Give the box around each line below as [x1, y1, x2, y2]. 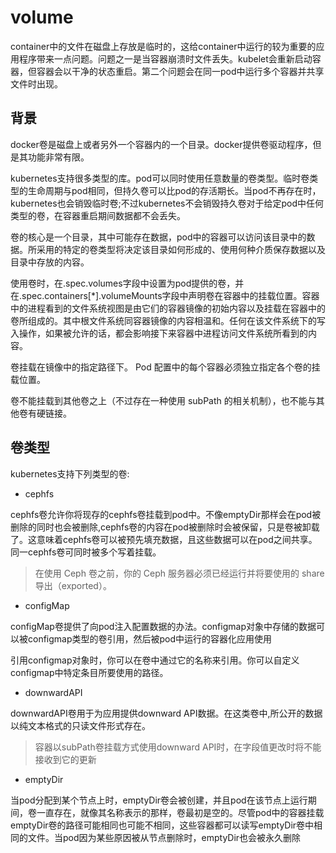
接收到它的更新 [34, 753, 97, 765]
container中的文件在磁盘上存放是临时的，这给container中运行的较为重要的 [10, 40, 317, 52]
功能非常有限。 [27, 151, 90, 163]
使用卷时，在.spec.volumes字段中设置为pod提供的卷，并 [10, 277, 245, 289]
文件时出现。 [10, 77, 63, 90]
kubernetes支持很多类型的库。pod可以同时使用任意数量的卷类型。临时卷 [10, 172, 310, 184]
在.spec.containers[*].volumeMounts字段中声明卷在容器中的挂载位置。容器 [10, 289, 320, 301]
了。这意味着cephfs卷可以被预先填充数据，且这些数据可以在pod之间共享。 [10, 533, 318, 545]
